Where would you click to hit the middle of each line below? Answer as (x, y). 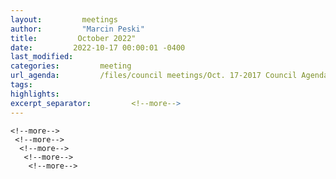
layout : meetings (64, 19)
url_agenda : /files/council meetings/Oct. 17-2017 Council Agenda (169, 76)
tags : (21, 85)
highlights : (35, 94)
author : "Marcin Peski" (77, 29)
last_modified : (42, 57)
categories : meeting (71, 66)
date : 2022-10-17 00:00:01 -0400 (98, 47)
